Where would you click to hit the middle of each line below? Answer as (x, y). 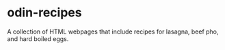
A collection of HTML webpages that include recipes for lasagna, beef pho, (113, 32)
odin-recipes (44, 13)
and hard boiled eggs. (38, 38)
